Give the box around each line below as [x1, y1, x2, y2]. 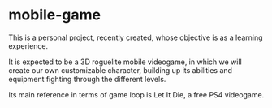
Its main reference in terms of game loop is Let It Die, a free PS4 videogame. [8, 89, 265, 99]
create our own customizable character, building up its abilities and [8, 65, 233, 75]
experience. [8, 41, 49, 50]
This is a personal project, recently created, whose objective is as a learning [8, 32, 263, 42]
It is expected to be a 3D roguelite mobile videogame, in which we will [8, 57, 242, 67]
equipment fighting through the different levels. [8, 74, 166, 84]
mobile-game [8, 6, 101, 24]
